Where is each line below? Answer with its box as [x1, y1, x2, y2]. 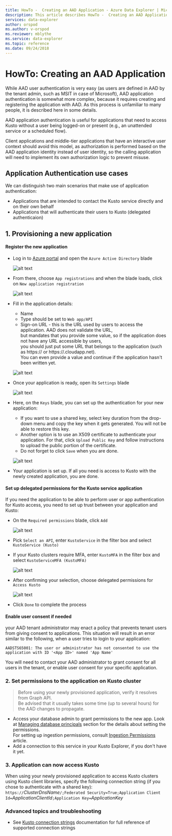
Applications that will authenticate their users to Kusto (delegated [12, 209, 151, 215]
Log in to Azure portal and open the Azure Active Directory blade [12, 255, 153, 261]
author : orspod [5, 22, 38, 27]
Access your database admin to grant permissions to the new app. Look [12, 716, 165, 722]
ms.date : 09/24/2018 [5, 46, 50, 51]
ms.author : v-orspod [5, 27, 50, 32]
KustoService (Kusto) [12, 543, 59, 548]
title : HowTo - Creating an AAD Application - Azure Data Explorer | [5, 7, 159, 13]
